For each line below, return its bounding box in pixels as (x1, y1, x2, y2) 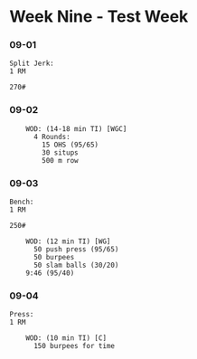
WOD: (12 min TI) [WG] (25, 237, 111, 246)
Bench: (9, 197, 34, 207)
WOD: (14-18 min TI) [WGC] (25, 124, 127, 133)
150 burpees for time (33, 342, 116, 351)
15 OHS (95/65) (42, 140, 99, 149)
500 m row (42, 156, 79, 165)
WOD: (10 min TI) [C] (25, 334, 107, 343)
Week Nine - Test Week (9, 6, 189, 27)
